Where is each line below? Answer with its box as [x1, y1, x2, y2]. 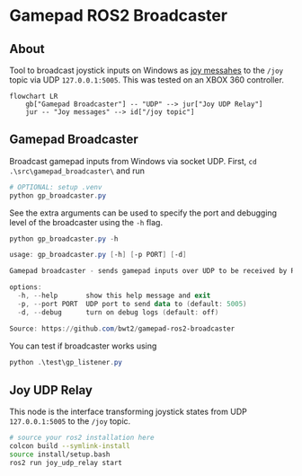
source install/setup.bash [9, 450, 111, 459]
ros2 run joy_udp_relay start [9, 458, 123, 467]
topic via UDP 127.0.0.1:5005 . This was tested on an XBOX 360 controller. [9, 75, 285, 85]
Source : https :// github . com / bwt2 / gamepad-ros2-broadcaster [9, 324, 235, 333]
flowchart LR [9, 92, 58, 101]
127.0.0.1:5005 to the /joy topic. [9, 416, 131, 427]
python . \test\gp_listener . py [9, 357, 123, 366]
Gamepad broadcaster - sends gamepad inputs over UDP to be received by [9, 267, 288, 276]
